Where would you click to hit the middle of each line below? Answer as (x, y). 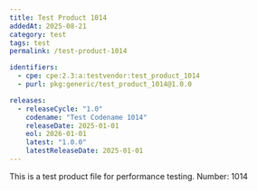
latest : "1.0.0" (57, 142)
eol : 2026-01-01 (57, 134)
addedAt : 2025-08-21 (48, 26)
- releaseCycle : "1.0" (60, 109)
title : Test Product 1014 (58, 18)
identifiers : (34, 68)
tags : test (30, 43)
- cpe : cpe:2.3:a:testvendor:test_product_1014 (109, 76)
